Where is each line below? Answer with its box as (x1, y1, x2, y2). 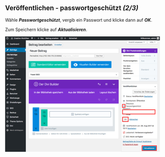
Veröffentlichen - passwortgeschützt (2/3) (5, 4, 138, 12)
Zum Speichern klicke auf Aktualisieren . (5, 27, 87, 32)
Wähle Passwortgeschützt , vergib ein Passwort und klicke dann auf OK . (5, 17, 152, 23)
